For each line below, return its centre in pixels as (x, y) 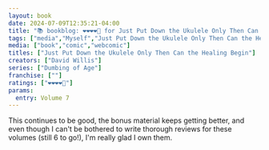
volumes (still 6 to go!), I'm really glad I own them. (90, 138)
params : (21, 90)
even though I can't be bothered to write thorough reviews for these (120, 129)
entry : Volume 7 (42, 98)
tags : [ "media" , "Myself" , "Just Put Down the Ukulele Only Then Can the (130, 38)
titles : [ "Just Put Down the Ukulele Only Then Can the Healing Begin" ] (132, 53)
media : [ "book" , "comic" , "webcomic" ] (69, 46)
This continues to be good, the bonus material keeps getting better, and (126, 120)
